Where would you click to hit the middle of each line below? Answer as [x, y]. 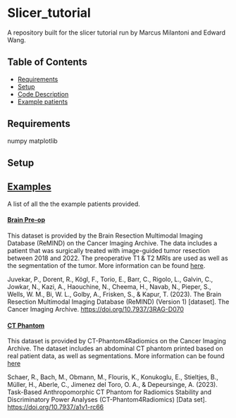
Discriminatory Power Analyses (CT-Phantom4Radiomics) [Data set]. [107, 400]
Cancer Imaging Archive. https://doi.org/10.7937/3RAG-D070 [96, 309]
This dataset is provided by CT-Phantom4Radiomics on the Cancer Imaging [117, 341]
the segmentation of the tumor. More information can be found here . [106, 265]
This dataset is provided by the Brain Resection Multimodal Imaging [105, 235]
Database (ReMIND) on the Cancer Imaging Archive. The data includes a [112, 243]
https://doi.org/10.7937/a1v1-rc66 [56, 407]
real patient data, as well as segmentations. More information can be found [116, 356]
